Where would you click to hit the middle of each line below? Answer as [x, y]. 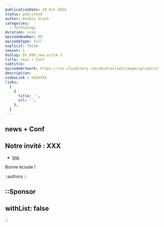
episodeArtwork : [21, 69]
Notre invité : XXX [33, 146]
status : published [24, 14]
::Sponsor [20, 192]
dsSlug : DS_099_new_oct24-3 [34, 55]
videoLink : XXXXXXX [26, 78]
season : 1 [15, 50]
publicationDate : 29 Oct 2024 [36, 10]
